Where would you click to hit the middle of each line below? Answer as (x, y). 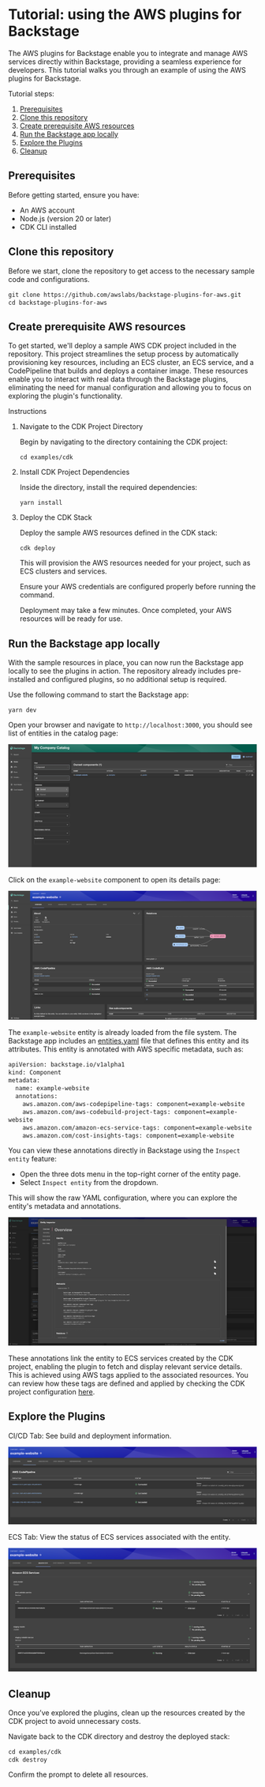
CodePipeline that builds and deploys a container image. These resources (128, 371)
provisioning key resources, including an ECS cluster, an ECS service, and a (131, 363)
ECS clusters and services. (63, 571)
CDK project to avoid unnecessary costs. (75, 1721)
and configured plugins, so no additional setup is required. (132, 679)
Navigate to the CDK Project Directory (81, 427)
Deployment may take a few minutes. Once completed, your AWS (126, 611)
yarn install (41, 503)
